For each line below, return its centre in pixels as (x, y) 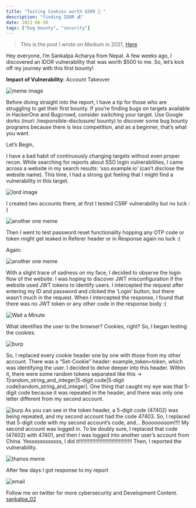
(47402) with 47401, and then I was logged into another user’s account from (98, 435)
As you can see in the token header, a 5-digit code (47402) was (101, 410)
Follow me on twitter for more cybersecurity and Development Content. (92, 493)
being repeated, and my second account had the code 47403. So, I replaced (98, 417)
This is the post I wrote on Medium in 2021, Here (79, 44)
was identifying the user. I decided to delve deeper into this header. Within (96, 368)
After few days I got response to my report (57, 470)
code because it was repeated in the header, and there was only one (100, 393)
